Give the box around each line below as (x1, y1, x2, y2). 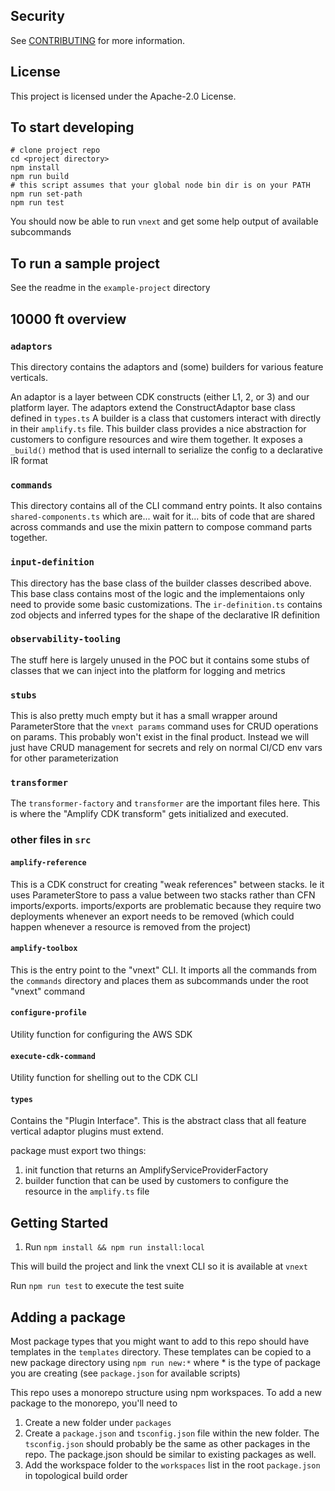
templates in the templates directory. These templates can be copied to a (10, 1345, 312, 1358)
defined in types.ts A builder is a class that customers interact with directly (10, 412, 322, 424)
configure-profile (10, 1008, 87, 1018)
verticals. (10, 371, 49, 383)
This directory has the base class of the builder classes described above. (10, 577, 312, 589)
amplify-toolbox (10, 944, 78, 954)
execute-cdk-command (10, 1051, 97, 1061)
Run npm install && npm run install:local (24, 1241, 206, 1253)
